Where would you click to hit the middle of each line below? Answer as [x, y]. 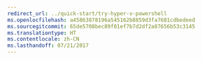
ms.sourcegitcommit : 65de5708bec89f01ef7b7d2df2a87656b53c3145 [101, 26]
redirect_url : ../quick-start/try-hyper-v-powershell [87, 13]
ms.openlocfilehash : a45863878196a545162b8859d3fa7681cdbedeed [101, 20]
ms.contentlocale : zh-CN [43, 39]
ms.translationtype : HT [42, 33]
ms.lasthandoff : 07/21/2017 [48, 46]
